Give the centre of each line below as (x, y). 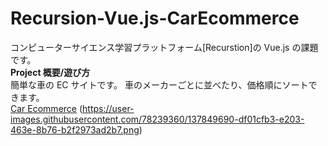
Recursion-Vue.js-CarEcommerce (155, 18)
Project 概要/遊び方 (50, 72)
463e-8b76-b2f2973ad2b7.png (75, 129)
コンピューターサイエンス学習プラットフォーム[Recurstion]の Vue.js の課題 (164, 47)
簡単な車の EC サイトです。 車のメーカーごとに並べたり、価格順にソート (159, 84)
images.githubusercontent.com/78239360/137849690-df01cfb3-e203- (157, 119)
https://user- (108, 108)
